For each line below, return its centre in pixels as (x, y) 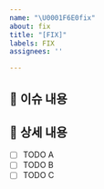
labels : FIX (32, 43)
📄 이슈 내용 (39, 99)
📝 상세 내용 (39, 132)
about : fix (30, 26)
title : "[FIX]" (38, 35)
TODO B (38, 165)
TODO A (38, 154)
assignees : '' (36, 52)
